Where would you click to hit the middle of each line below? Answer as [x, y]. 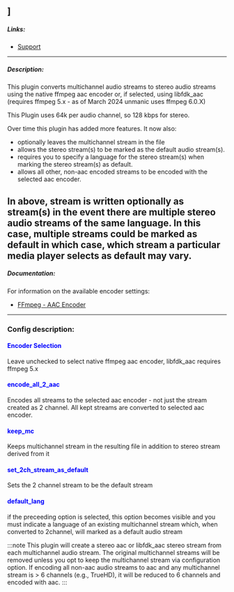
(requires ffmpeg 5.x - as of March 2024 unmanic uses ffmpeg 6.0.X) [107, 102]
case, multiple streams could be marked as [102, 234]
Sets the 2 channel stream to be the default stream [80, 485]
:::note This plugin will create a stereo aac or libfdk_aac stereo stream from [114, 545]
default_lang [26, 501]
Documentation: [31, 273]
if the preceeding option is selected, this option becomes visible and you [111, 517]
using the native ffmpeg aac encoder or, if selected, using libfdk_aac [106, 94]
